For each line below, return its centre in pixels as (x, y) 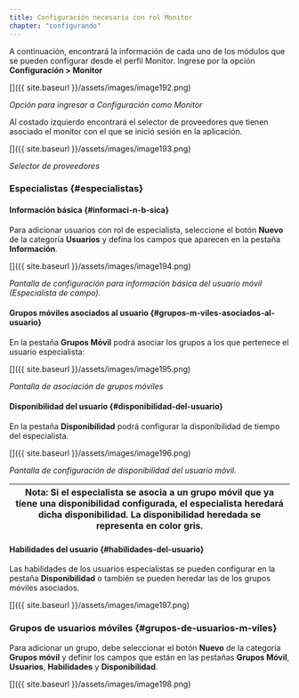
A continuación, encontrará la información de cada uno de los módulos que (147, 51)
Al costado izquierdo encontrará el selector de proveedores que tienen (139, 122)
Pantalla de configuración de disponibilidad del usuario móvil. (123, 471)
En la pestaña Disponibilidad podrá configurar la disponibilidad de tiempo (145, 426)
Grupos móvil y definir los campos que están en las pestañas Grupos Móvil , (149, 657)
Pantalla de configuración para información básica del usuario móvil (136, 283)
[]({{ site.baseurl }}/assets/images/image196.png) (100, 453)
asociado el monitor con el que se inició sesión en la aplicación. (126, 131)
